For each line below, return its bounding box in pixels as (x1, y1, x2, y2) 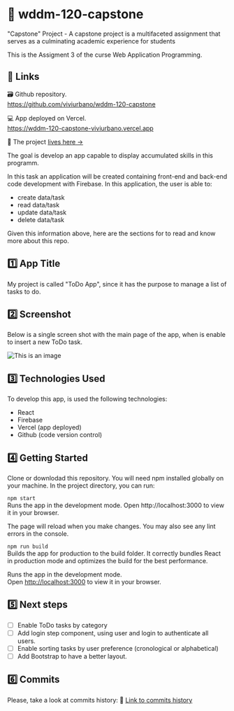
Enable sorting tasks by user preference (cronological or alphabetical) (17, 644, 219, 652)
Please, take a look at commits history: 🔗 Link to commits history (7, 696, 193, 704)
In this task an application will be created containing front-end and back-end (7, 172, 228, 181)
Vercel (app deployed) (17, 423, 82, 432)
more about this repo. (7, 236, 70, 244)
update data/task (17, 208, 67, 216)
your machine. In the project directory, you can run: (7, 481, 155, 490)
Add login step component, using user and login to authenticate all (17, 628, 209, 637)
